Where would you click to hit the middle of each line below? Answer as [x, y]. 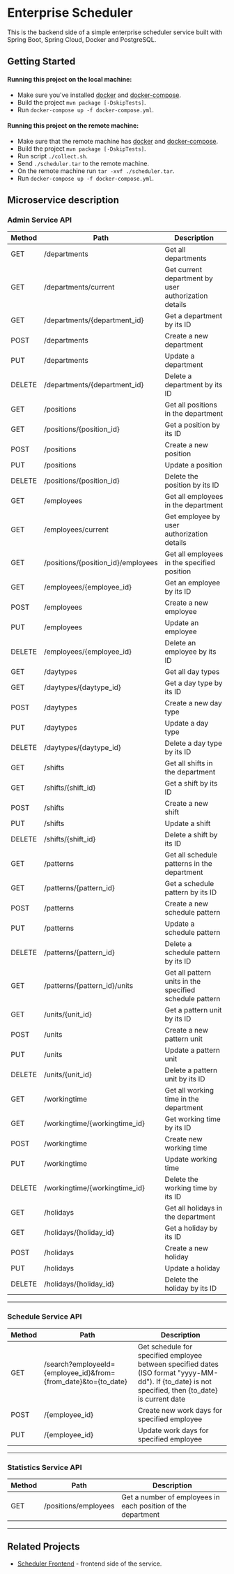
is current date [162, 1399]
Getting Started [41, 62]
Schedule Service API [45, 1317]
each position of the [154, 1506]
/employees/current [77, 530]
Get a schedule [189, 884]
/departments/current [79, 287]
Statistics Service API [45, 1467]
